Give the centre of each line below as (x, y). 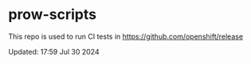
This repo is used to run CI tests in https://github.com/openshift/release (126, 36)
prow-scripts (53, 15)
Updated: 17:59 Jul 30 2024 (54, 51)
